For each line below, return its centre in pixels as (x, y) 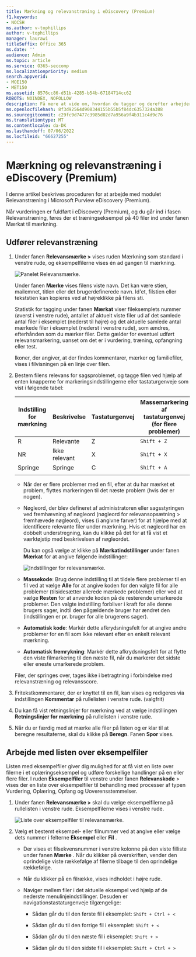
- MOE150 (17, 82)
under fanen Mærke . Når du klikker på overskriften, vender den (100, 855)
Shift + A (153, 467)
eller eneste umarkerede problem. (64, 664)
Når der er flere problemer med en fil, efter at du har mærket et (99, 484)
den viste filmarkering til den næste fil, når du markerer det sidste (102, 658)
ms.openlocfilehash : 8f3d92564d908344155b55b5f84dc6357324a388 (85, 109)
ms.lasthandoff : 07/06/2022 (40, 131)
